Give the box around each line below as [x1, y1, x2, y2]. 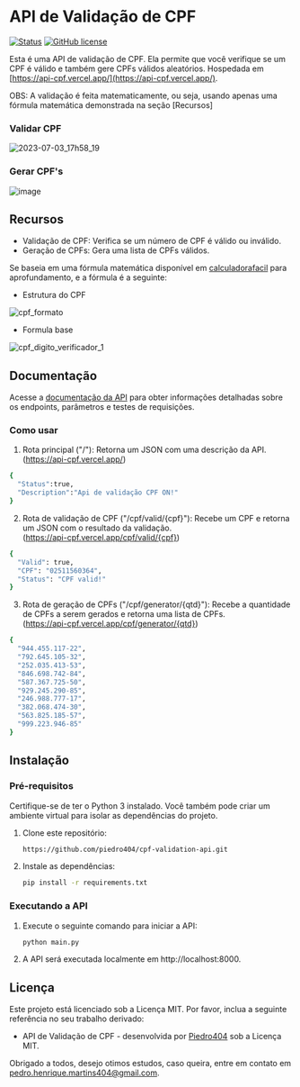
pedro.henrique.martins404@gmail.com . [9, 1067, 160, 1078]
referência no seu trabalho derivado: [9, 1013, 145, 1024]
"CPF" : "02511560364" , [17, 566, 102, 575]
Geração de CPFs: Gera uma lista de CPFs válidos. [22, 245, 210, 256]
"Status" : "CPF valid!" [17, 575, 106, 584]
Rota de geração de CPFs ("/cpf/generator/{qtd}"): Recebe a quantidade [22, 599, 291, 610]
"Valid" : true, [17, 557, 75, 566]
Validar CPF [9, 122, 62, 134]
